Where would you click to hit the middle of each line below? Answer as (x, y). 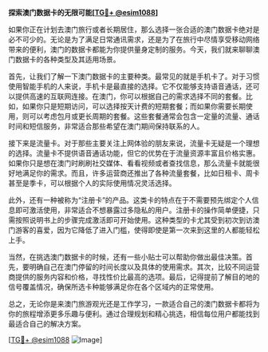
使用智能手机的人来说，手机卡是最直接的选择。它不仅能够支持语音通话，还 (130, 86)
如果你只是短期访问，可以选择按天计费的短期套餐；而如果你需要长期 (134, 106)
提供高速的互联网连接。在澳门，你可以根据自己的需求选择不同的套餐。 (130, 96)
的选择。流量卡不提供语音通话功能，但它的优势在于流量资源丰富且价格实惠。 (134, 153)
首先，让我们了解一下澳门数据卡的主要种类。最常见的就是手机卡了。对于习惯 (134, 76)
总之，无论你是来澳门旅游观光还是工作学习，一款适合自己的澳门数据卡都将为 (134, 304)
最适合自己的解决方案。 (47, 324)
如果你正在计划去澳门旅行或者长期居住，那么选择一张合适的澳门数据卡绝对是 (134, 30)
